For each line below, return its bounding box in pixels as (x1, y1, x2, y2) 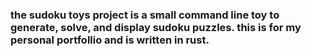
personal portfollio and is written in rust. (10, 33, 210, 47)
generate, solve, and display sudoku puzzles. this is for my (10, 20, 302, 34)
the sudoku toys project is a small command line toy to (10, 8, 280, 22)
